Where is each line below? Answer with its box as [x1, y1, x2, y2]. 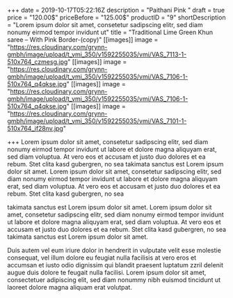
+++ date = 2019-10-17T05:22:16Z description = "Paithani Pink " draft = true [7, 6, 225, 14]
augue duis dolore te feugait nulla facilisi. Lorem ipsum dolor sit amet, [7, 268, 207, 276]
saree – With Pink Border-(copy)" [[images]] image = [7, 36, 159, 44]
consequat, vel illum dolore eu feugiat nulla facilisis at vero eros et [7, 253, 197, 262]
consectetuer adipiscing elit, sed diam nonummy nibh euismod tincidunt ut [7, 276, 221, 284]
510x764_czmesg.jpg [7, 58, 68, 65]
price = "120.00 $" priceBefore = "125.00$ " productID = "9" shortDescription [7, 13, 226, 22]
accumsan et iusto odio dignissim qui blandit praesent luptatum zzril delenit [7, 261, 224, 269]
